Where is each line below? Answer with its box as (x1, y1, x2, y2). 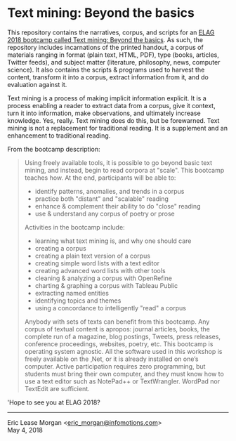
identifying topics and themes (34, 296, 122, 305)
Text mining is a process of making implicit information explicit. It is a (7, 93, 207, 103)
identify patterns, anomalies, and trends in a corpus (34, 187, 185, 195)
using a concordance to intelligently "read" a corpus (34, 303, 186, 312)
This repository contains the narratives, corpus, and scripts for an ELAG (7, 28, 215, 37)
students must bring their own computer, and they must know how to (24, 369, 225, 378)
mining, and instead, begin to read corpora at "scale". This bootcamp (24, 166, 225, 174)
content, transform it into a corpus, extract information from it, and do (7, 72, 209, 81)
